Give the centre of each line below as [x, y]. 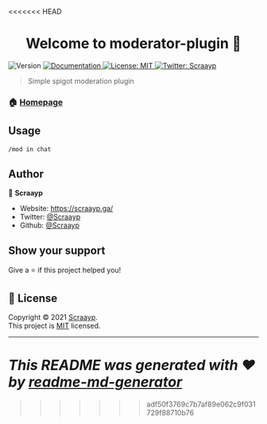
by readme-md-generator [95, 382]
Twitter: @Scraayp [50, 217]
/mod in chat [30, 149]
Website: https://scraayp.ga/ [66, 208]
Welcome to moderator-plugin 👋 [133, 44]
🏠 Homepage [36, 102]
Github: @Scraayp [50, 225]
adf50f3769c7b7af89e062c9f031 [201, 404]
